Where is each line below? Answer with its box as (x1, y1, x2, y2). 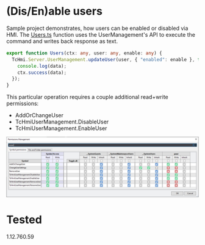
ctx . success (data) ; (17, 69, 67, 76)
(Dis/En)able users (6, 4, 103, 18)
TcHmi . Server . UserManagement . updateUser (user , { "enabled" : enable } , (12, 56, 195, 62)
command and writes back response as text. (6, 37, 118, 45)
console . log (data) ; (17, 63, 67, 69)
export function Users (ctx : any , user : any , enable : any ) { (6, 50, 163, 56)
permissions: (6, 100, 39, 108)
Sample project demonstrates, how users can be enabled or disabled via (6, 24, 189, 32)
